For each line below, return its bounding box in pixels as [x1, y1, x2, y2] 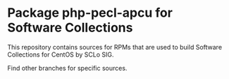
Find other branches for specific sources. [7, 64, 128, 72]
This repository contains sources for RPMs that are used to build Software [7, 43, 223, 51]
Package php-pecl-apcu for [7, 5, 173, 21]
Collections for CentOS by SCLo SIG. [7, 50, 114, 59]
